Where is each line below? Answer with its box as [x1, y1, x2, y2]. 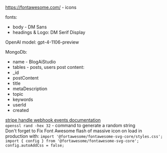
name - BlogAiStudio [12, 59, 56, 65]
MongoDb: [5, 49, 28, 55]
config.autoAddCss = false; [5, 143, 65, 148]
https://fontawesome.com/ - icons [5, 5, 77, 10]
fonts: [5, 14, 18, 20]
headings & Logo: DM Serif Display [12, 29, 86, 35]
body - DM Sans [12, 24, 47, 30]
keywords [12, 96, 33, 102]
